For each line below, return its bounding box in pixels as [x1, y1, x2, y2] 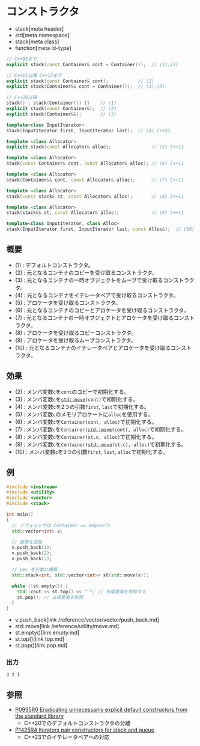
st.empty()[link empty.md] [14, 629, 80, 637]
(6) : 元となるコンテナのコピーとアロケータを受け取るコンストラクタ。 [14, 307, 189, 314]
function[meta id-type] [14, 44, 71, 51]
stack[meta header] [14, 25, 64, 32]
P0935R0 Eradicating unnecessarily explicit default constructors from [14, 706, 188, 714]
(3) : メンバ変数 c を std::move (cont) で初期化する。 [14, 396, 139, 403]
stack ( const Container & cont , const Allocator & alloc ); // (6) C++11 [6, 161, 184, 167]
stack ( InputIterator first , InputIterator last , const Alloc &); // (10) [6, 226, 195, 233]
